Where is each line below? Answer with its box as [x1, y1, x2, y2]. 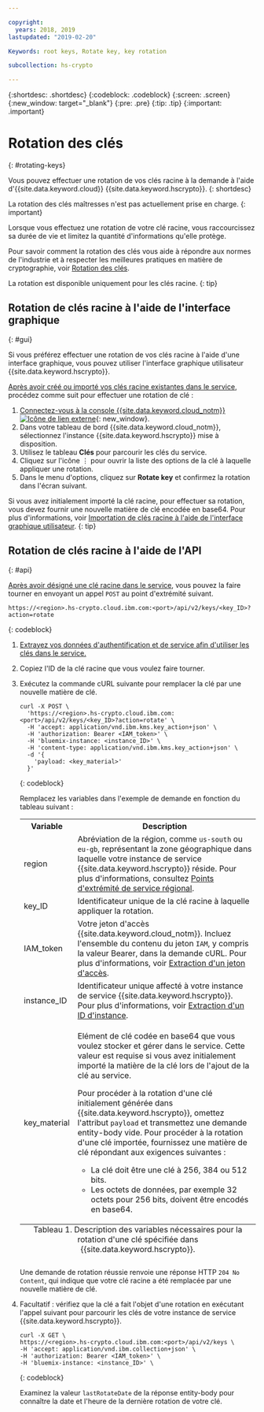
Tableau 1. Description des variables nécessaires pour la [33, 1224, 243, 1235]
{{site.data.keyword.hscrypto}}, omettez [77, 1107, 225, 1118]
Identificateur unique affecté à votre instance [77, 980, 244, 991]
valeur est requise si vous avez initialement [77, 1050, 236, 1061]
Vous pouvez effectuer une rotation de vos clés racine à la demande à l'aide [8, 176, 255, 185]
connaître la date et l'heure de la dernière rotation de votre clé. [19, 1396, 222, 1406]
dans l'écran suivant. [19, 481, 88, 490]
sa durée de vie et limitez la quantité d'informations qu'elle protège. [8, 232, 226, 241]
